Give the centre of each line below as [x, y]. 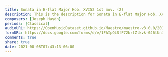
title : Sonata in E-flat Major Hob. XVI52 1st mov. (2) [64, 10]
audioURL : [15, 28]
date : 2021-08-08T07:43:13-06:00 [40, 47]
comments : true [21, 38]
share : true [17, 42]
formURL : [14, 33]
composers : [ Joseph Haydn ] [33, 19]
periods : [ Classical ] [28, 24]
